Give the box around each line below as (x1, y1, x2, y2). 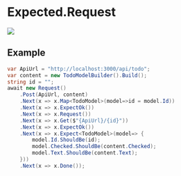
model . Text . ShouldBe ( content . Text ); (32, 150, 138, 157)
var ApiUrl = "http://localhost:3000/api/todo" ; (7, 65, 150, 72)
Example (7, 47, 46, 59)
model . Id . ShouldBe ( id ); (32, 136, 101, 143)
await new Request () (7, 85, 67, 92)
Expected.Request (7, 4, 117, 20)
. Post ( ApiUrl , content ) (19, 91, 89, 98)
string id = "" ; (7, 78, 54, 86)
